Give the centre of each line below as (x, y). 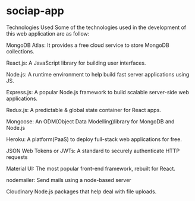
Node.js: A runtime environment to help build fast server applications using (98, 74)
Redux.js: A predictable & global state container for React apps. (84, 110)
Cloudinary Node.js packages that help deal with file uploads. (81, 192)
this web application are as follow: (48, 33)
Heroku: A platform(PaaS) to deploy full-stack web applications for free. (94, 139)
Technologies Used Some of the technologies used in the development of (96, 27)
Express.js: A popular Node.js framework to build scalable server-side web (97, 92)
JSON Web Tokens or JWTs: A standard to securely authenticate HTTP (93, 151)
